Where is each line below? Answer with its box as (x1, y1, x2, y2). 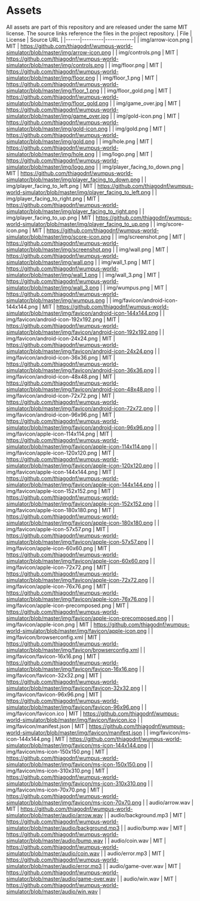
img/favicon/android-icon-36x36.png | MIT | (6, 354, 115, 361)
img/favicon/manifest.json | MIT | (6, 722, 88, 730)
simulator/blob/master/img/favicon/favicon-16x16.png (6, 665, 139, 672)
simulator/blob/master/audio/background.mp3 (6, 824, 120, 832)
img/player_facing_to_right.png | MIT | (6, 195, 100, 202)
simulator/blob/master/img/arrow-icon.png (6, 48, 112, 56)
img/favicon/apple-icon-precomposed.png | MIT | (6, 602, 129, 609)
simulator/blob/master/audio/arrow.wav (6, 811, 103, 818)
